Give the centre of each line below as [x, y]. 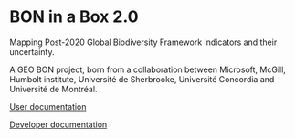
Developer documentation [58, 124]
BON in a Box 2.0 [74, 17]
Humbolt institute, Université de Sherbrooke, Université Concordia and [142, 79]
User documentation [48, 106]
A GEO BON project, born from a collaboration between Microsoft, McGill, [147, 69]
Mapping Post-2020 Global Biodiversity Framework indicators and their [143, 42]
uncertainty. [32, 51]
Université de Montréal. [53, 89]
